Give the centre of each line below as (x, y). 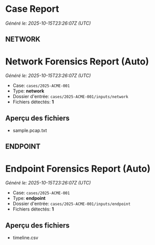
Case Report (32, 9)
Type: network (28, 91)
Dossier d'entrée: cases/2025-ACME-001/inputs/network (71, 97)
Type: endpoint (29, 198)
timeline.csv (25, 238)
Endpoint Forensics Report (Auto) (78, 169)
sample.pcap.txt (30, 130)
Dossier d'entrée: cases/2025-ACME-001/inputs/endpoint (72, 204)
